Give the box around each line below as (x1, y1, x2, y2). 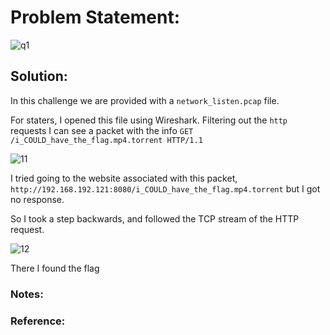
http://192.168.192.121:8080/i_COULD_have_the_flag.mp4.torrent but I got (10, 182, 321, 195)
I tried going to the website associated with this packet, (10, 172, 238, 184)
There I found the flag (10, 262, 100, 274)
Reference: (10, 314, 66, 328)
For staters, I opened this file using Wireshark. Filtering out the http (10, 114, 288, 126)
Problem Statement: (10, 6, 181, 29)
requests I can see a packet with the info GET (10, 124, 194, 136)
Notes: (10, 287, 44, 301)
